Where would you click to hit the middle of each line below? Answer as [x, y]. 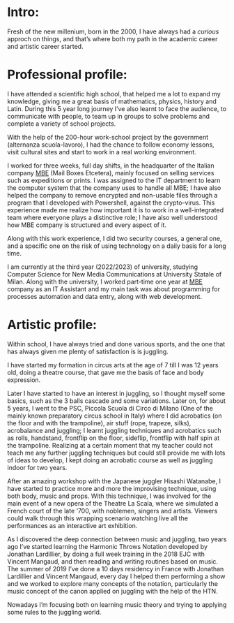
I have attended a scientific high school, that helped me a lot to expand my [114, 94]
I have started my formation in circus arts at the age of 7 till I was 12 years [113, 365]
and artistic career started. [45, 46]
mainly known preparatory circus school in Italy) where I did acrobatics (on [115, 416]
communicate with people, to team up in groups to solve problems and [109, 116]
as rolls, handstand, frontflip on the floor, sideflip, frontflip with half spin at [114, 438]
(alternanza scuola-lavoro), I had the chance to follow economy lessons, [111, 145]
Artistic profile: [52, 325]
